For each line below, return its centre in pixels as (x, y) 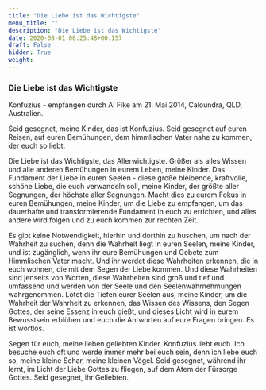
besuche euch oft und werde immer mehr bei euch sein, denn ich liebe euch (133, 352)
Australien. (26, 114)
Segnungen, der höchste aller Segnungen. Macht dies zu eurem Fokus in (127, 195)
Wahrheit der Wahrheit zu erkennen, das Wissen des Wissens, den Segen (129, 303)
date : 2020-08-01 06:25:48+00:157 (66, 38)
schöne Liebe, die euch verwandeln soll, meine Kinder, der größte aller (124, 187)
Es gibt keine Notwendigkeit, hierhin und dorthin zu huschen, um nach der (130, 236)
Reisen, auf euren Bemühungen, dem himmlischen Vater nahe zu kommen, (130, 137)
